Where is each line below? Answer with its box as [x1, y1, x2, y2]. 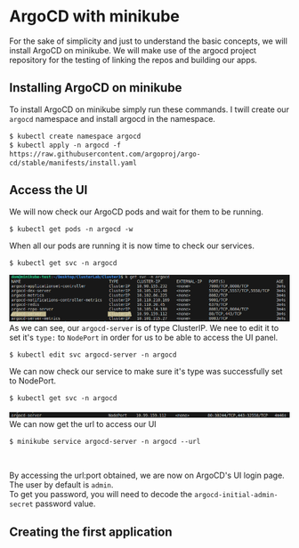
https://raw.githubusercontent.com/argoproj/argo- [9, 149, 201, 158]
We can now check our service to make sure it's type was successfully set [9, 367, 283, 377]
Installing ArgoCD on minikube [9, 80, 182, 95]
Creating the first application [9, 524, 173, 539]
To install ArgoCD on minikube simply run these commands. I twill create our [9, 104, 289, 115]
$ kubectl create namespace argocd [9, 132, 141, 141]
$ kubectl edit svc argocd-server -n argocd [9, 351, 177, 359]
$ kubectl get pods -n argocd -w [9, 224, 133, 233]
